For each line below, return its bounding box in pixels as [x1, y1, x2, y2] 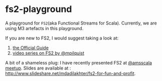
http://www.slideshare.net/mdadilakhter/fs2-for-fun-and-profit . [5, 70, 136, 76]
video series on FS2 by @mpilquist [12, 50, 84, 56]
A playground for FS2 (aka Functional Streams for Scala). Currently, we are [5, 20, 157, 26]
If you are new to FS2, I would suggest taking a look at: [5, 35, 119, 41]
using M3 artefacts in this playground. [5, 25, 84, 31]
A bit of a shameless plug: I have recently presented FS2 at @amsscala [5, 59, 152, 65]
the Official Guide [12, 44, 49, 50]
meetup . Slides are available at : [5, 65, 71, 71]
